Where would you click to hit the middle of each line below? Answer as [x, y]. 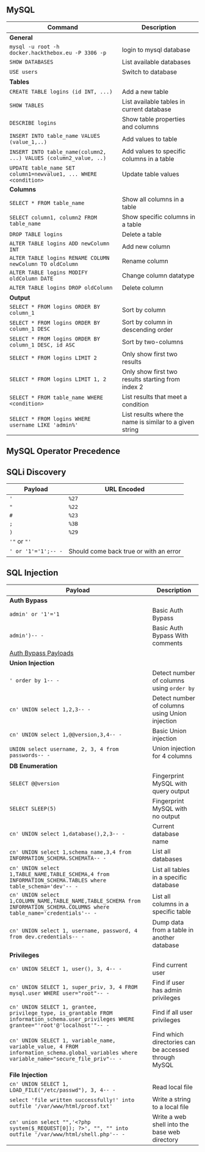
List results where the [153, 414]
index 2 [132, 387]
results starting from [151, 379]
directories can [174, 1042]
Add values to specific [154, 151]
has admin [167, 990]
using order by [174, 688]
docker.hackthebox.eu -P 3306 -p [58, 52]
